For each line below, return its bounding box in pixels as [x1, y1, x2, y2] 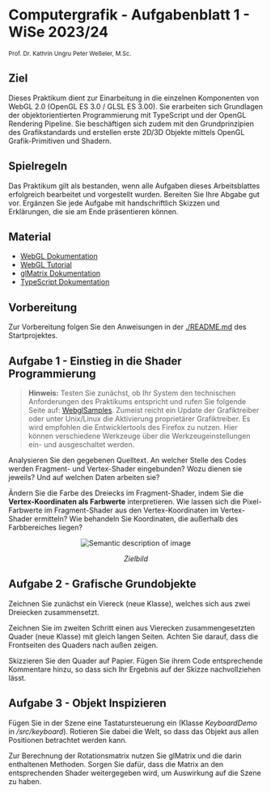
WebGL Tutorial [19, 260, 73, 270]
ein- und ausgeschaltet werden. [28, 440, 135, 449]
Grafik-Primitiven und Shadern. [8, 136, 112, 146]
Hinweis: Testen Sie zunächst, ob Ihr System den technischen [28, 388, 236, 398]
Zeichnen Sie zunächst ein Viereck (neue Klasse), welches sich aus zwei [8, 598, 251, 608]
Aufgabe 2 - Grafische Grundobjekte [8, 577, 197, 591]
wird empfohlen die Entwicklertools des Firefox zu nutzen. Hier [28, 423, 239, 432]
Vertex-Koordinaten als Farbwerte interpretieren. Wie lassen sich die [8, 497, 241, 506]
